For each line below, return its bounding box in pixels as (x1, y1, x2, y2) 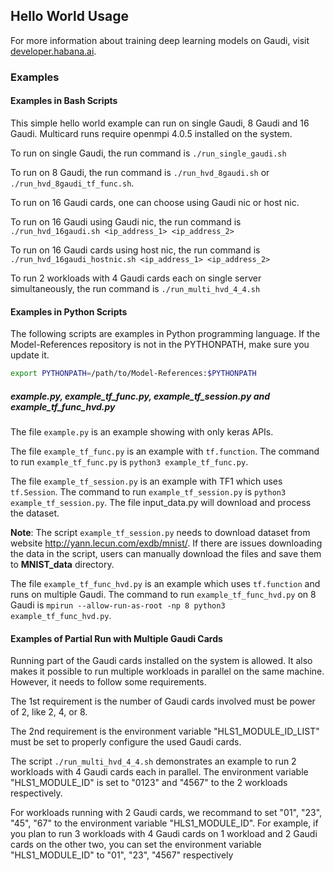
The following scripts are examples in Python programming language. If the (10, 328, 321, 340)
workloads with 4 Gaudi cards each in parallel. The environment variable (10, 766, 309, 778)
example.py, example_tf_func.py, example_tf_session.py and (10, 390, 271, 402)
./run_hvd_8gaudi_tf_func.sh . (10, 177, 135, 189)
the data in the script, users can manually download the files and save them (10, 547, 322, 559)
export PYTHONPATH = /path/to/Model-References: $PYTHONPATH (10, 369, 257, 379)
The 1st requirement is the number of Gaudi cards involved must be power (10, 695, 316, 708)
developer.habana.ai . (10, 45, 97, 57)
